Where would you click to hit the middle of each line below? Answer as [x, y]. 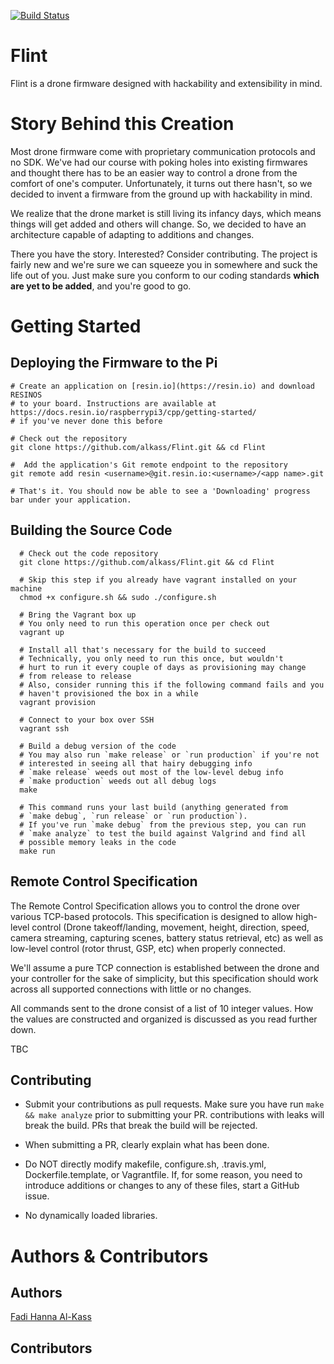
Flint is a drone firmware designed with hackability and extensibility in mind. [166, 83]
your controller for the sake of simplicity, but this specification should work [164, 978]
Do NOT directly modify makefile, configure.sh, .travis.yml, [145, 1164]
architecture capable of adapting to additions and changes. [132, 234]
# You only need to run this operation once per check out [145, 623]
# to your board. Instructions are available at [113, 403]
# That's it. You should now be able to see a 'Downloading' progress [160, 491]
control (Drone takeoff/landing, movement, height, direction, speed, [170, 927]
